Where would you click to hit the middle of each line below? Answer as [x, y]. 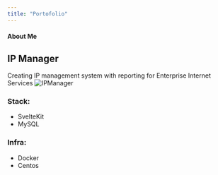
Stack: [19, 101]
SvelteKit [31, 116]
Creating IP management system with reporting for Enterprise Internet [109, 76]
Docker [28, 158]
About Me [22, 37]
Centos [28, 165]
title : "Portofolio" [38, 14]
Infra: [17, 143]
